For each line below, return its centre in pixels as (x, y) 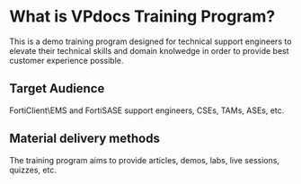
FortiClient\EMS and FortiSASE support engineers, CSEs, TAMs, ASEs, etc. (147, 110)
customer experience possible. (66, 60)
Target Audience (57, 88)
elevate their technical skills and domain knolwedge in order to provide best (149, 50)
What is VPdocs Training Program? (142, 17)
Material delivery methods (84, 139)
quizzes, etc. (33, 170)
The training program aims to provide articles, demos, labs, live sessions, (145, 160)
